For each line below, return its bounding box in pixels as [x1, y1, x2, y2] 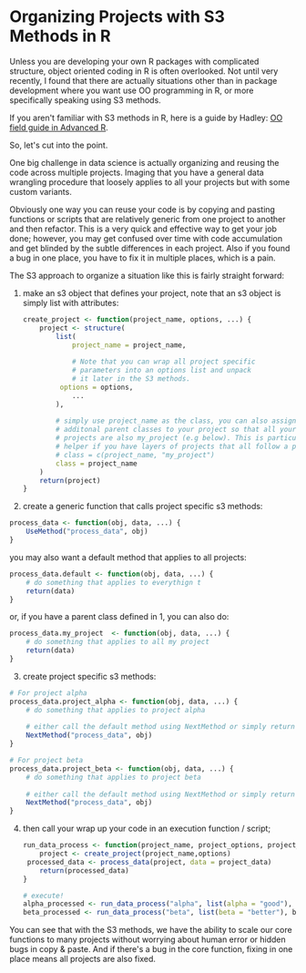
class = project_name [56, 458, 138, 468]
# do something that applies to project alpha [25, 705, 206, 714]
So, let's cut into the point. [9, 139, 108, 150]
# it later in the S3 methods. [71, 374, 191, 384]
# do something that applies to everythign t [25, 578, 202, 587]
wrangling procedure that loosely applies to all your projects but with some [9, 176, 291, 188]
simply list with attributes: [22, 297, 119, 308]
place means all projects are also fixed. [9, 954, 157, 965]
